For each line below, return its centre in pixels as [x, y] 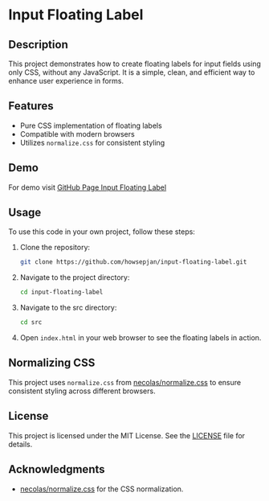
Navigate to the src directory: [68, 308]
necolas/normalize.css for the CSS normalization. [102, 489]
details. [20, 444]
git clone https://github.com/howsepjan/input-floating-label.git [133, 262]
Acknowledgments [57, 469]
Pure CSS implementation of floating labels [91, 125]
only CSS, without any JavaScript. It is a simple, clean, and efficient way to [132, 72]
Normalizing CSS [52, 363]
